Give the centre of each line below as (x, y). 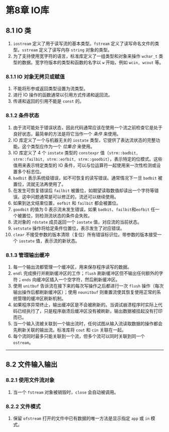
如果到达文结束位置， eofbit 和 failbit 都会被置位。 (67, 203)
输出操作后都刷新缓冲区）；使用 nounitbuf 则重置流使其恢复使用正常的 (85, 292)
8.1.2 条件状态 (23, 115)
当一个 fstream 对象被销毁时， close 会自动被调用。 (66, 392)
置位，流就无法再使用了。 (39, 184)
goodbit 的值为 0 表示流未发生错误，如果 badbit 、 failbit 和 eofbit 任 (84, 209)
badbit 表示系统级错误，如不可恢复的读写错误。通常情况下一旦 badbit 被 (88, 178)
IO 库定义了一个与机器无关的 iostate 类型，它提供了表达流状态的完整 (84, 140)
